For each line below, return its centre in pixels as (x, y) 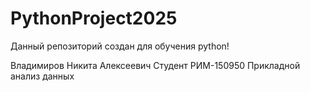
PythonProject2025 (94, 18)
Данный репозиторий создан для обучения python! (120, 46)
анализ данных (42, 76)
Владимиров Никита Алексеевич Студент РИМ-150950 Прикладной (155, 65)
